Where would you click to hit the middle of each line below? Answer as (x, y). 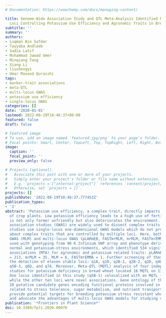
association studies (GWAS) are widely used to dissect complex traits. (86, 225)
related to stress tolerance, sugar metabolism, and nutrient (75, 289)
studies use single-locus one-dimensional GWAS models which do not (82, 230)
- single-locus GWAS (26, 101)
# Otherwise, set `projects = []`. (44, 188)
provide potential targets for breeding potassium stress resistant (82, 294)
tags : (11, 79)
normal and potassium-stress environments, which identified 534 (78, 248)
